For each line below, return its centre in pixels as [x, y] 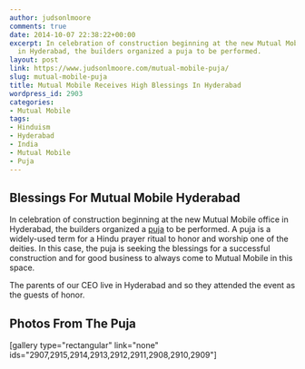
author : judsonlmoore [50, 18]
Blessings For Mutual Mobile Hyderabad [125, 197]
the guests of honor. [47, 295]
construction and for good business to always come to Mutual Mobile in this [151, 258]
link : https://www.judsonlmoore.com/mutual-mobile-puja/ [119, 69]
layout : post [34, 60]
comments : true [38, 26]
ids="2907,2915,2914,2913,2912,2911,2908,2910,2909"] [113, 355]
